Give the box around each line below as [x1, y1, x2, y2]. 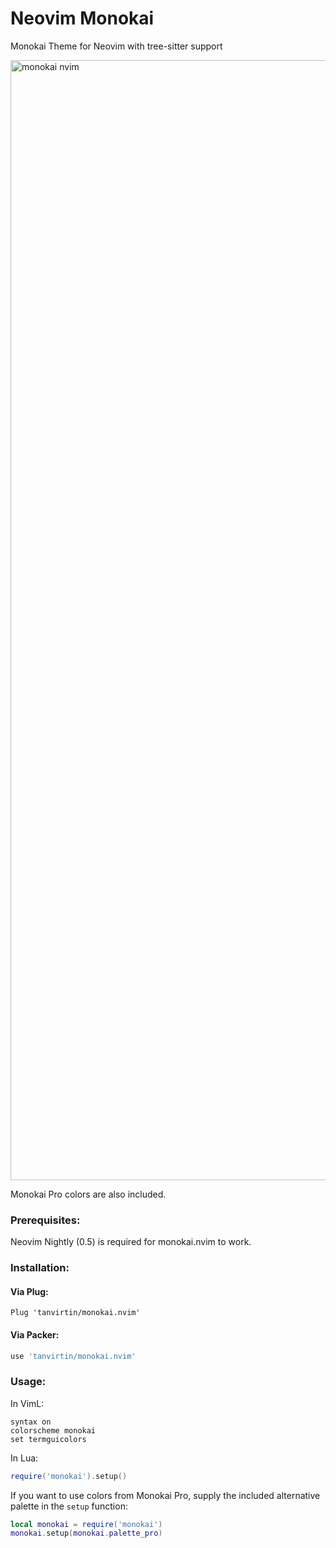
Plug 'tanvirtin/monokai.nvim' [10, 1308, 141, 1318]
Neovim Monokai [10, 7, 155, 30]
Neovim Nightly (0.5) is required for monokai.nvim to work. [10, 1236, 252, 1248]
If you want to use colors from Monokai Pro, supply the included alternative [10, 1489, 321, 1501]
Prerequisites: [10, 1213, 81, 1227]
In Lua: [10, 1452, 39, 1464]
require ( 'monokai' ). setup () [10, 1471, 128, 1481]
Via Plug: [10, 1285, 49, 1297]
